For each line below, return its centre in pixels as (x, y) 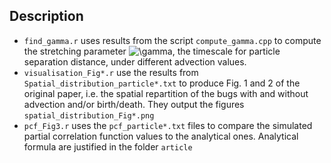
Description (46, 16)
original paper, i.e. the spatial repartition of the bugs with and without (166, 93)
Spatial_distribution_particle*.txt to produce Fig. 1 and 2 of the (162, 83)
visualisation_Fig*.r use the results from (111, 72)
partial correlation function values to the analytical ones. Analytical (161, 136)
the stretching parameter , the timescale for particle (152, 51)
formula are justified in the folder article (108, 146)
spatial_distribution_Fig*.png (89, 115)
